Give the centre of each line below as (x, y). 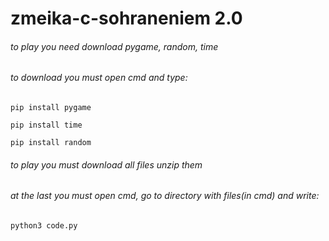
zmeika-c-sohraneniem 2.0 (126, 18)
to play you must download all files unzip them (106, 164)
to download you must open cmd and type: (99, 78)
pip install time (46, 125)
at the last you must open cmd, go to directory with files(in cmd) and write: (165, 196)
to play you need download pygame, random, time (114, 46)
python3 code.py (44, 225)
